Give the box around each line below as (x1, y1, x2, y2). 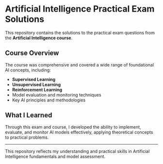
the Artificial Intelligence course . (5, 35, 73, 41)
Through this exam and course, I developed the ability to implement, (5, 124, 142, 130)
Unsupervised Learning (12, 82, 61, 87)
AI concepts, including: (5, 67, 51, 73)
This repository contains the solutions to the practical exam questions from (5, 30, 155, 35)
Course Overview (5, 49, 59, 57)
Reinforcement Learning (12, 86, 63, 93)
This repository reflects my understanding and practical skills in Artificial (5, 148, 150, 154)
